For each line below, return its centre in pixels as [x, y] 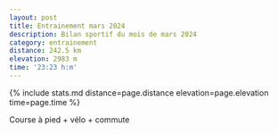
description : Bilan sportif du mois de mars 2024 [103, 34]
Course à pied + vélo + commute [69, 119]
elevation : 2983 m [43, 59]
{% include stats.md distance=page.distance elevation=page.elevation [139, 92]
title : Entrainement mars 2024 [67, 26]
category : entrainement [53, 42]
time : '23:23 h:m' [43, 68]
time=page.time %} [45, 102]
